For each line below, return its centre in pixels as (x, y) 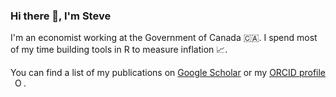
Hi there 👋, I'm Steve (61, 16)
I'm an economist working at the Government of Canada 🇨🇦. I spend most (164, 38)
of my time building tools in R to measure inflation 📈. (119, 50)
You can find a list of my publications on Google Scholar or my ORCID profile (168, 73)
